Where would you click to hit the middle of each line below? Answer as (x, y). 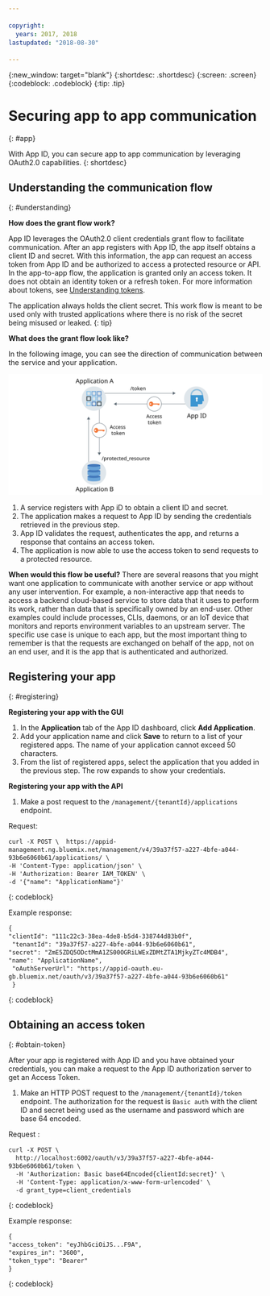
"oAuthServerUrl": (43, 968)
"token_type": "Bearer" (48, 1261)
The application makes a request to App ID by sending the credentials (136, 517)
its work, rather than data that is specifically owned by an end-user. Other (131, 609)
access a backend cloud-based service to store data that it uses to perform (134, 600)
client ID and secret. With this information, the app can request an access (130, 255)
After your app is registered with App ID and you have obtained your (122, 1060)
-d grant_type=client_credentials (73, 1190)
